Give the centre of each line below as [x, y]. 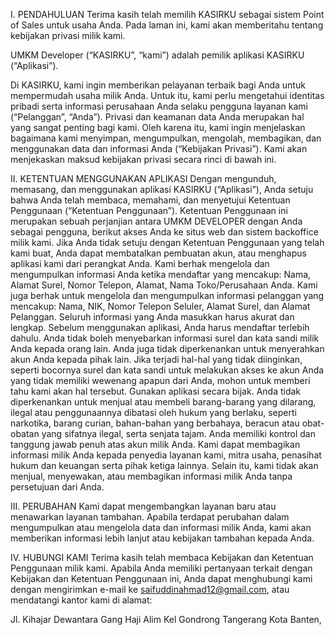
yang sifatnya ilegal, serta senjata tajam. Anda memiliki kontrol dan [179, 433]
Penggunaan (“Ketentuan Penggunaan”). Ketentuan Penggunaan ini [149, 210]
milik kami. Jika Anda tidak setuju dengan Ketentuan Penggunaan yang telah [167, 242]
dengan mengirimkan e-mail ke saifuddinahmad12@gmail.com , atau [150, 589]
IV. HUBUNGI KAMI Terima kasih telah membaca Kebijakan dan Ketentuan [162, 557]
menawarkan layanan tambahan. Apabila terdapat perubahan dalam [150, 517]
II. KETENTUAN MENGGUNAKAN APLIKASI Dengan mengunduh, [143, 178]
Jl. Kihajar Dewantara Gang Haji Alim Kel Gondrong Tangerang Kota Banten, [166, 619]
